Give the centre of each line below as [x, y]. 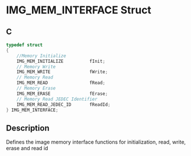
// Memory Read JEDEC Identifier [57, 99]
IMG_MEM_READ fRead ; [61, 83]
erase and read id [27, 148]
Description [28, 128]
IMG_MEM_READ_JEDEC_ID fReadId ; [63, 104]
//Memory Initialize [41, 56]
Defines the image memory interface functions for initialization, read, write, [96, 142]
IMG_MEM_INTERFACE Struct [79, 10]
